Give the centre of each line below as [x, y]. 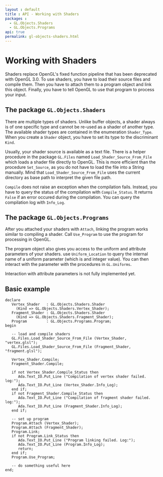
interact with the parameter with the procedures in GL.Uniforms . [68, 264]
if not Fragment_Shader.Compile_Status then [57, 394]
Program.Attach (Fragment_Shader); [47, 428]
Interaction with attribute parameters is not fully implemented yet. [70, 274]
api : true [15, 32]
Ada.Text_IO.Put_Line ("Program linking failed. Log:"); [77, 440]
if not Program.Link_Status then [45, 436]
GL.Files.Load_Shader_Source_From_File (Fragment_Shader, [71, 347]
